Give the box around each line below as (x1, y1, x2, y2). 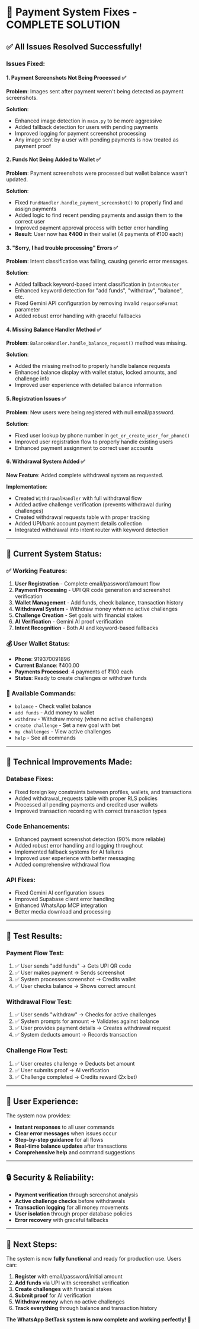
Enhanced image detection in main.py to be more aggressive (14, 117, 162, 124)
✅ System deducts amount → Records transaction (14, 1031, 137, 1038)
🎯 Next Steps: (6, 1239, 57, 1249)
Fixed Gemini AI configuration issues (14, 889, 105, 896)
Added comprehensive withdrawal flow (14, 861, 111, 868)
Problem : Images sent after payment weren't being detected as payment (6, 87, 184, 95)
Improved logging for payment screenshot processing (14, 130, 146, 137)
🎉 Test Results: (6, 931, 63, 941)
